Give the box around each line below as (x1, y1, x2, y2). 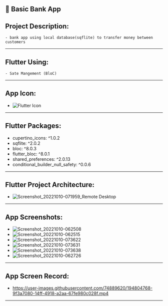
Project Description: (5, 22, 69, 30)
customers (5, 39, 26, 45)
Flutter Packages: (5, 122, 61, 130)
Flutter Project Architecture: (5, 181, 95, 189)
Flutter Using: (5, 58, 49, 66)
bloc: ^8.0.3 (12, 145, 36, 151)
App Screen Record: (5, 272, 69, 280)
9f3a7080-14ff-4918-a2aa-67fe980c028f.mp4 (12, 291, 109, 297)
